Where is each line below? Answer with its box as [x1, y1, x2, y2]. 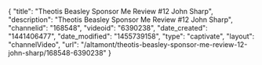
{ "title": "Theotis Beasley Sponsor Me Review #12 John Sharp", [8, 7, 213, 16]
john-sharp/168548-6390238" [8, 49, 107, 57]
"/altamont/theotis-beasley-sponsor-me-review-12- [81, 40, 248, 49]
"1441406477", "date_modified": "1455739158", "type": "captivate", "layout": [8, 31, 255, 41]
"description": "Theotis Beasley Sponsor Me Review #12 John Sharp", [8, 15, 233, 24]
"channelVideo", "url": [8, 40, 80, 49]
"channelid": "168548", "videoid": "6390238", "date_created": [8, 23, 208, 32]
